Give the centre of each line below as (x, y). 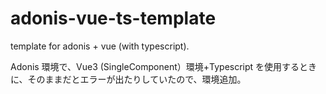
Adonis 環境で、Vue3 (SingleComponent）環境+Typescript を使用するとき (164, 66)
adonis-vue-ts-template (113, 18)
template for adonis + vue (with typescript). (100, 46)
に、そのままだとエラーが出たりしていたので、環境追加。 (128, 79)
